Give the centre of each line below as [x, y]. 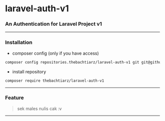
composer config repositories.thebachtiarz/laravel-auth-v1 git [72, 62]
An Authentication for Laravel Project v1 [54, 24]
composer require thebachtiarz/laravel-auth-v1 [55, 81]
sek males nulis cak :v [40, 108]
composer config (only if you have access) [55, 53]
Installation [19, 42]
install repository [29, 71]
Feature [14, 98]
